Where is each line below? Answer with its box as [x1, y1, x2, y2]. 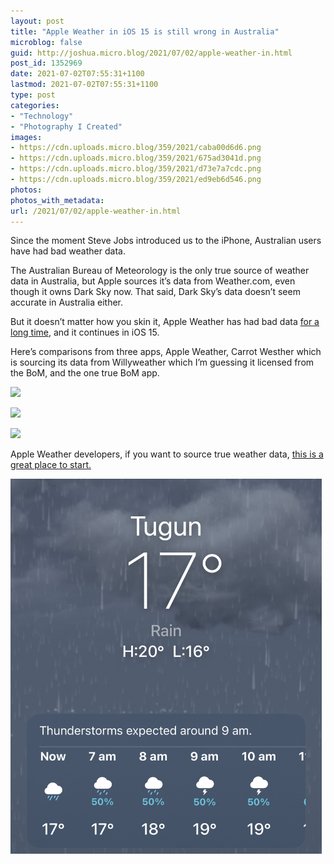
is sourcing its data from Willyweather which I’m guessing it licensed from [10, 356, 315, 369]
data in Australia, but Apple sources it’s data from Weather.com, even [10, 275, 296, 287]
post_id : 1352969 [10, 58, 83, 69]
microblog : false [10, 37, 83, 47]
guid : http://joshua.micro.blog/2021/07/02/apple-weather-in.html [10, 48, 293, 58]
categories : [10, 100, 60, 110]
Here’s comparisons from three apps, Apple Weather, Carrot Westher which [10, 346, 322, 358]
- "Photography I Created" [10, 121, 123, 132]
